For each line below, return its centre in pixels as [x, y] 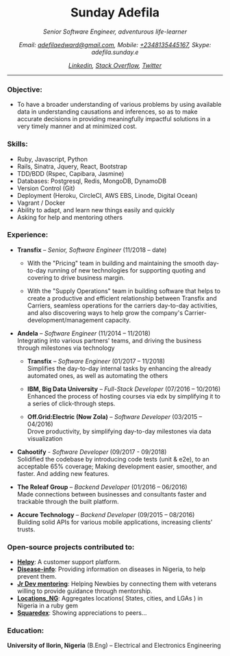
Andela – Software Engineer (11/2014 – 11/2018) [84, 333]
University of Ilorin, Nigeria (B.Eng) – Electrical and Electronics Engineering [114, 646]
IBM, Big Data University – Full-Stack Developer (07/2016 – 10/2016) [124, 389]
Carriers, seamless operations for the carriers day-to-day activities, [122, 305]
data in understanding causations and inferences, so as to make [107, 112]
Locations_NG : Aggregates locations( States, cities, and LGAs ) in [110, 598]
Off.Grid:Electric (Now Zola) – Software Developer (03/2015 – [115, 416]
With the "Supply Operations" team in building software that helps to [124, 291]
